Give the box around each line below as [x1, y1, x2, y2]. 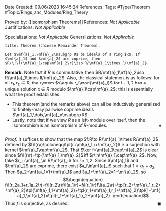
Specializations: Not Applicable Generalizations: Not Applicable [5, 34, 134, 40]
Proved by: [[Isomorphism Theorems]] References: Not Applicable [5, 19, 140, 25]
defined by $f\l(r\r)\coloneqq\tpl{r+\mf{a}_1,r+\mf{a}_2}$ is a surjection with [5, 141, 160, 147]
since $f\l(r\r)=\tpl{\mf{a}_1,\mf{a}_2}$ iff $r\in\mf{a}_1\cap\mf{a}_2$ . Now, [5, 152, 158, 158]
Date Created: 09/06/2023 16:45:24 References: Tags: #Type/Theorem [5, 4, 150, 10]
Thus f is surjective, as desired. [5, 200, 69, 206]
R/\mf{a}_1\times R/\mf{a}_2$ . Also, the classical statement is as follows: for [5, 75, 160, 81]
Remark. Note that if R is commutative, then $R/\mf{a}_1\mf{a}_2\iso [5, 69, 144, 75]
